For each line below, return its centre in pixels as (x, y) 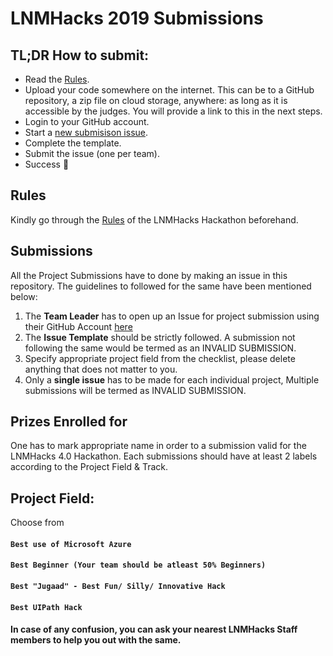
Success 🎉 (47, 164)
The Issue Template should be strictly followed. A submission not (160, 337)
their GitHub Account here (78, 326)
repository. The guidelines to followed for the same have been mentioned (161, 286)
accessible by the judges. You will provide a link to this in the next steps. (173, 111)
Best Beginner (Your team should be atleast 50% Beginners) (138, 565)
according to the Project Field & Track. (89, 467)
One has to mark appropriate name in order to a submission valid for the (158, 446)
